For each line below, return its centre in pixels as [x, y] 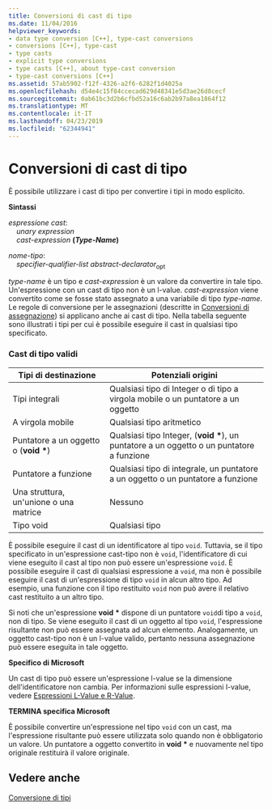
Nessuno [126, 502]
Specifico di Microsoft [47, 662]
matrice [27, 512]
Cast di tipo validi [43, 354]
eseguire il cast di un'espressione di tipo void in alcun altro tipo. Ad [120, 579]
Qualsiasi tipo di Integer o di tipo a [174, 388]
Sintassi [22, 206]
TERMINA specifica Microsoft [59, 711]
